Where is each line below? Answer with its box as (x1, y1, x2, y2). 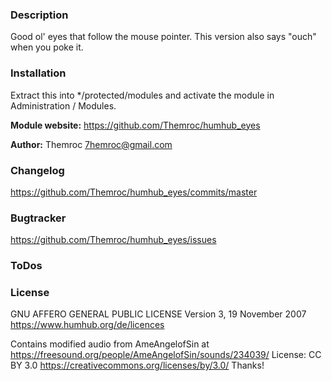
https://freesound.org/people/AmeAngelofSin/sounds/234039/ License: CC (10, 349, 322, 361)
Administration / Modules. (10, 99, 117, 112)
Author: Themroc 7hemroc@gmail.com (10, 138, 173, 150)
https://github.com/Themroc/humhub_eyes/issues (10, 234, 217, 246)
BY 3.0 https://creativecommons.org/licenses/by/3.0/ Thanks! (10, 359, 265, 372)
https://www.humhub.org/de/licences (10, 319, 165, 331)
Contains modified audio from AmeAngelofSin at (10, 338, 210, 350)
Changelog (10, 163, 65, 177)
